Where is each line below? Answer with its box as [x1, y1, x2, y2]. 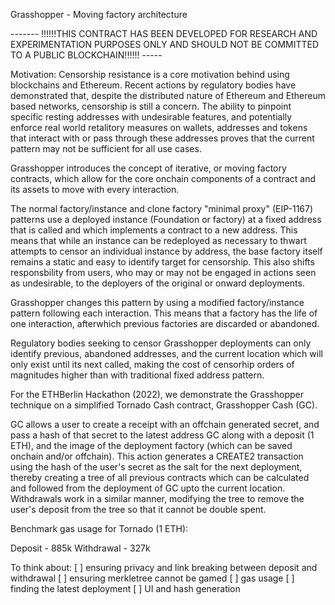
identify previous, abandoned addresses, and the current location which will [10, 348, 323, 359]
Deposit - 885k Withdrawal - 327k [10, 542, 151, 554]
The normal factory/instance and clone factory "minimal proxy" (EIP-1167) [10, 203, 314, 214]
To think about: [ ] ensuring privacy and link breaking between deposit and [10, 562, 318, 573]
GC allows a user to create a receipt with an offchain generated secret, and [10, 419, 320, 430]
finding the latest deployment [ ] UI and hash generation [10, 583, 241, 594]
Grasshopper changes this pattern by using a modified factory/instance [10, 297, 305, 308]
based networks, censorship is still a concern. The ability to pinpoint [10, 100, 292, 112]
